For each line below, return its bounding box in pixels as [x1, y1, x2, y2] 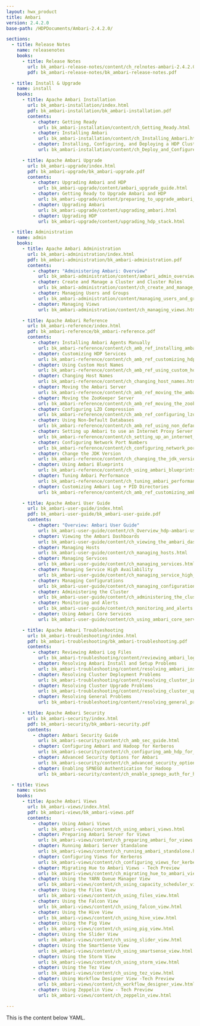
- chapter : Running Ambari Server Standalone [32, 843, 148, 849]
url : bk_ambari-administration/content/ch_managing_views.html [37, 306, 198, 313]
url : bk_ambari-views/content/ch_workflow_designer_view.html [37, 981, 196, 987]
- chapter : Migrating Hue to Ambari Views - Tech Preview [32, 865, 180, 871]
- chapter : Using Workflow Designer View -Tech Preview [32, 976, 174, 982]
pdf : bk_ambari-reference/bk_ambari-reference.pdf [27, 328, 156, 334]
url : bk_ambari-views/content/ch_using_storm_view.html [37, 959, 180, 965]
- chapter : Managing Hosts [32, 544, 100, 550]
